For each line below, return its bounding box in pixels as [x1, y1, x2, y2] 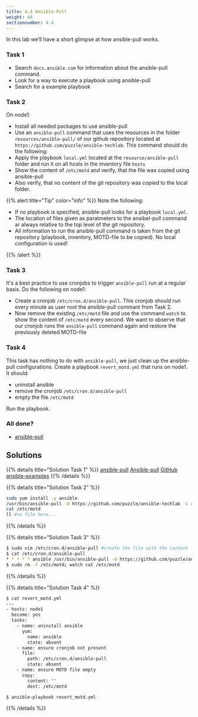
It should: [6, 369, 29, 376]
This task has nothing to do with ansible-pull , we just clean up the [6, 357, 169, 364]
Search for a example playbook [14, 83, 91, 90]
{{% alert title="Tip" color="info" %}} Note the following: [6, 196, 144, 204]
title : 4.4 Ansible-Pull [6, 8, 67, 15]
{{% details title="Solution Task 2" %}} [6, 483, 100, 491]
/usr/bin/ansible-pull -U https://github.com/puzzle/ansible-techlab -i [6, 500, 189, 506]
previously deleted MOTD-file [14, 329, 87, 336]
